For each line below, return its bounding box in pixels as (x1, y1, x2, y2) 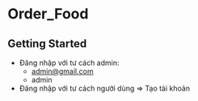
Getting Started (7, 37, 87, 50)
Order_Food (7, 5, 89, 23)
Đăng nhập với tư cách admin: (19, 58, 120, 67)
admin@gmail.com (31, 67, 94, 76)
